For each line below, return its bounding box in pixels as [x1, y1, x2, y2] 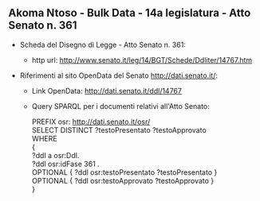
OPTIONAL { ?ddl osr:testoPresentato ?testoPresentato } [31, 167, 218, 177]
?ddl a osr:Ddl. [31, 150, 80, 160]
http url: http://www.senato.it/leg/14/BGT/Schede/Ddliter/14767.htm [31, 55, 253, 64]
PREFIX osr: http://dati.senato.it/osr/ [31, 117, 151, 126]
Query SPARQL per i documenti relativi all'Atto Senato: [31, 101, 210, 110]
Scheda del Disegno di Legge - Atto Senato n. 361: [19, 40, 186, 49]
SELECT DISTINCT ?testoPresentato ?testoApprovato [31, 125, 207, 134]
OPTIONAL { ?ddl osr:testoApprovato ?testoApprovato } [31, 176, 215, 185]
